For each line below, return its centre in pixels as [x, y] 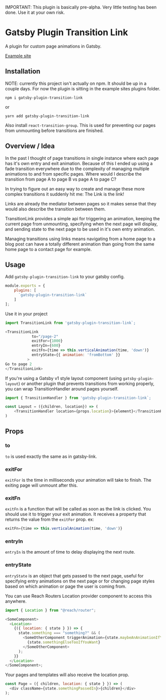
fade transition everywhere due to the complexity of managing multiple [77, 169]
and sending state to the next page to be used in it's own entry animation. [80, 229]
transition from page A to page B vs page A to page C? [61, 179]
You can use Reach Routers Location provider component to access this [79, 596]
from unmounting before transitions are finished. [54, 130]
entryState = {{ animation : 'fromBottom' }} [76, 355]
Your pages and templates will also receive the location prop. [67, 675]
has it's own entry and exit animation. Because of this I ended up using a [79, 163]
